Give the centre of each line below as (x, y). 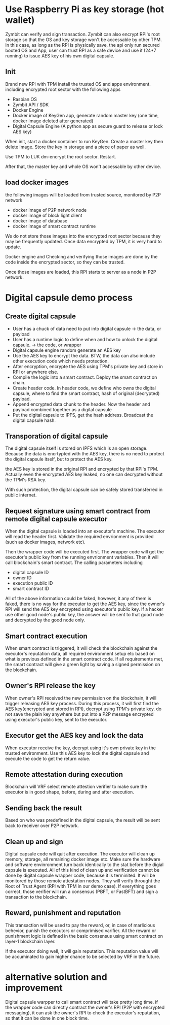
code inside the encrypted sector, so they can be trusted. (65, 262)
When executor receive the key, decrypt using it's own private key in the (80, 748)
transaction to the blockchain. (36, 897)
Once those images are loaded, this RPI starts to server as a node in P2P (81, 272)
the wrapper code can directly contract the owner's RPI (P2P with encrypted (85, 1007)
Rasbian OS (25, 99)
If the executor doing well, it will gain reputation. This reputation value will (82, 951)
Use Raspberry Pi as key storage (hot (85, 9)
